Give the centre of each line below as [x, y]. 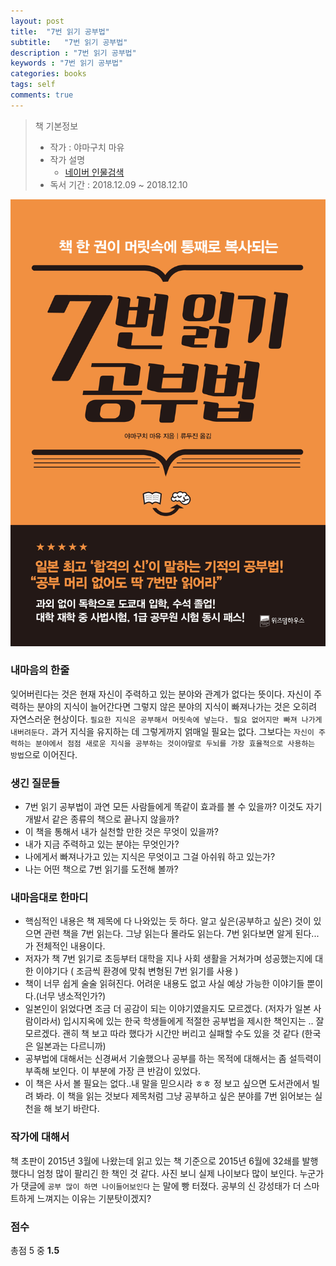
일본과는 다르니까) [71, 1046]
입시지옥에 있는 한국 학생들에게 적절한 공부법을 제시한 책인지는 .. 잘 [194, 1021]
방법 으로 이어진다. [44, 754]
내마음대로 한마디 [49, 898]
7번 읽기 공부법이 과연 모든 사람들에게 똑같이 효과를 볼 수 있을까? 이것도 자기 [173, 807]
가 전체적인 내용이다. [65, 946]
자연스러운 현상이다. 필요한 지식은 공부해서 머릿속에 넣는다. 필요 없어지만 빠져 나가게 [166, 719]
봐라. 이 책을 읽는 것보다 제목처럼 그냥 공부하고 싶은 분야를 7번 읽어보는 [174, 1096]
